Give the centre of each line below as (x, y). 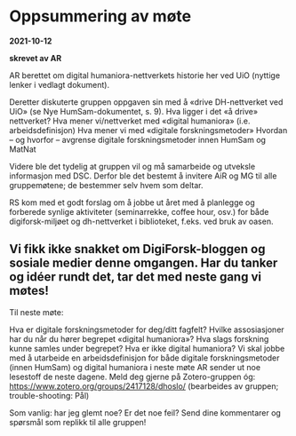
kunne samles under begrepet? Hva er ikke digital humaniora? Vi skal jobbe (147, 348)
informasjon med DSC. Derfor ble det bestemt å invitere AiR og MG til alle (143, 176)
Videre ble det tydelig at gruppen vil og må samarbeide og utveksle (132, 166)
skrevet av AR (36, 58)
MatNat (23, 149)
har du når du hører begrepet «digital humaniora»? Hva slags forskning (139, 338)
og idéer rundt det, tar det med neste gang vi (136, 277)
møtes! (29, 291)
